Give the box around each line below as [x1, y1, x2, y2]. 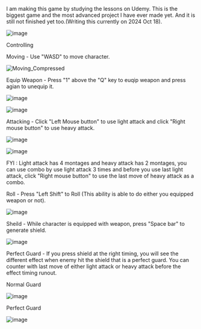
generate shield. [6, 226, 47, 234]
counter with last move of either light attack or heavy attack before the [6, 263, 181, 270]
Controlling [6, 42, 34, 48]
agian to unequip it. [6, 83, 54, 90]
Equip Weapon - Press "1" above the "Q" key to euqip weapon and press [6, 77, 186, 83]
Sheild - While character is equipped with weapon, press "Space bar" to [6, 220, 185, 227]
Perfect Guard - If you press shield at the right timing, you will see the [6, 250, 179, 257]
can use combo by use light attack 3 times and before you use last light [6, 166, 184, 173]
